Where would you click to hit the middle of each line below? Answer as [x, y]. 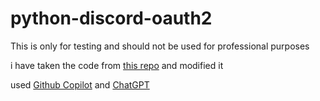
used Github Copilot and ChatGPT [80, 84]
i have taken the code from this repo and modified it [117, 65]
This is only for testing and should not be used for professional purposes [160, 46]
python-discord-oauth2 [111, 18]
